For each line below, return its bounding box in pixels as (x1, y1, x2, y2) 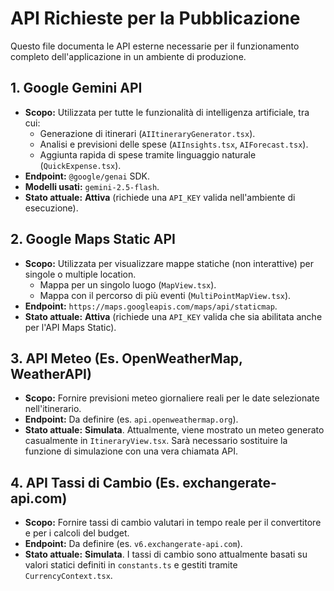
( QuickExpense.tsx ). (39, 159, 122, 171)
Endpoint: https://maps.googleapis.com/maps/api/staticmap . (24, 300, 278, 312)
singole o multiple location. (24, 268, 137, 280)
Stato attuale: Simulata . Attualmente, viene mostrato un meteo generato (24, 424, 325, 436)
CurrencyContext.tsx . (24, 570, 113, 582)
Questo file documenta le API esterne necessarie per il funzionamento (10, 40, 300, 52)
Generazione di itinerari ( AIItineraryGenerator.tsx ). (39, 127, 256, 139)
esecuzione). (24, 202, 79, 214)
